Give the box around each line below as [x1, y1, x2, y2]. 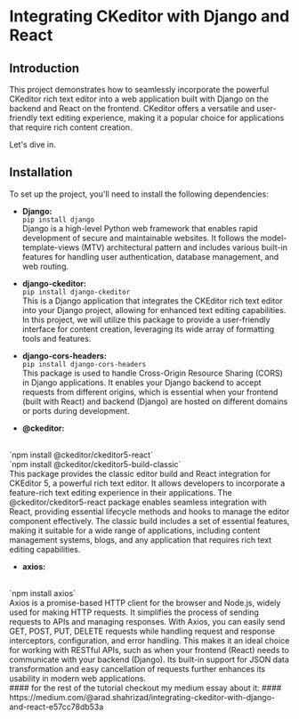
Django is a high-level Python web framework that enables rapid [21, 222, 258, 233]
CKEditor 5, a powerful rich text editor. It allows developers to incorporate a [9, 478, 286, 489]
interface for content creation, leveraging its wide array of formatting [21, 323, 275, 335]
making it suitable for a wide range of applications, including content [9, 525, 261, 536]
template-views [21, 242, 80, 253]
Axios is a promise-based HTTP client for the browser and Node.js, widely [9, 597, 281, 608]
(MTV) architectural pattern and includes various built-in [81, 242, 287, 253]
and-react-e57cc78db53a [9, 701, 104, 712]
